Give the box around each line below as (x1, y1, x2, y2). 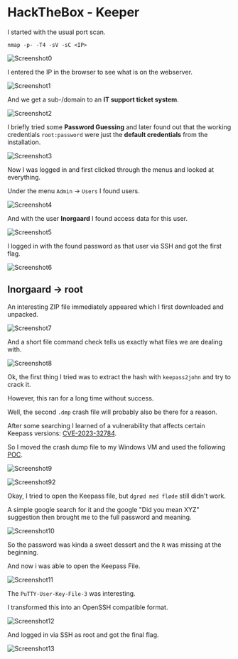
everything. (7, 173, 41, 181)
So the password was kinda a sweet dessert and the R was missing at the (7, 540, 222, 549)
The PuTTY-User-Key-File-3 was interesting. (7, 589, 136, 597)
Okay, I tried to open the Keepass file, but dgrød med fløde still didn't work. (7, 491, 226, 500)
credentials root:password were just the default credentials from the (7, 130, 208, 138)
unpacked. (7, 310, 39, 318)
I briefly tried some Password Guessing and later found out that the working (7, 122, 232, 131)
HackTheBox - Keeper (7, 4, 140, 21)
